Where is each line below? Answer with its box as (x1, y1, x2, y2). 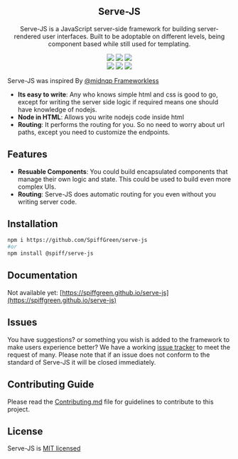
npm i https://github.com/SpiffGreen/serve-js (7, 237, 148, 244)
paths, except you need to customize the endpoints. (17, 128, 171, 136)
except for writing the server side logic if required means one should (17, 97, 219, 106)
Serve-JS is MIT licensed (7, 444, 81, 453)
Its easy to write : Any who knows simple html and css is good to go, (17, 90, 218, 99)
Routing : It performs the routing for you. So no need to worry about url (17, 120, 225, 128)
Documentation (7, 270, 78, 282)
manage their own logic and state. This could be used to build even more (17, 175, 232, 183)
